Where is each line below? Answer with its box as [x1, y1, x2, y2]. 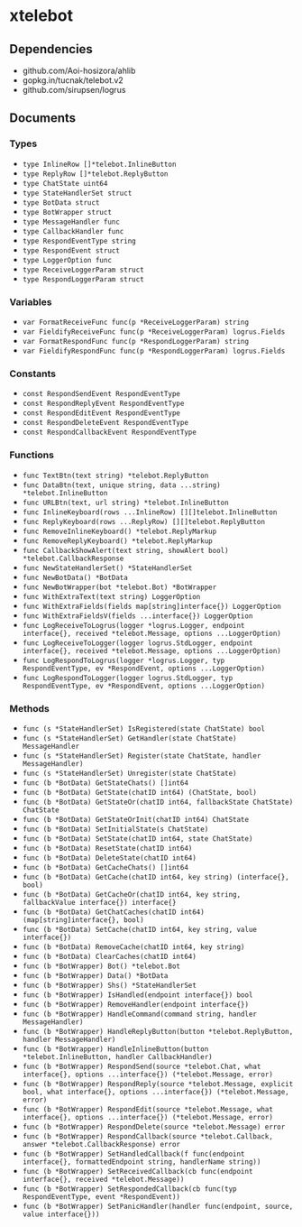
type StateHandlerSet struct [22, 189, 133, 198]
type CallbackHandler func [22, 226, 124, 235]
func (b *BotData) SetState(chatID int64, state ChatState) [22, 834, 253, 844]
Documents [9, 110, 77, 126]
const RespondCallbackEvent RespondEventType [22, 428, 197, 438]
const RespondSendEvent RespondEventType [22, 390, 180, 399]
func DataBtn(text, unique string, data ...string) [22, 480, 221, 490]
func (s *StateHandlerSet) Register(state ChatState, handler [22, 751, 261, 761]
